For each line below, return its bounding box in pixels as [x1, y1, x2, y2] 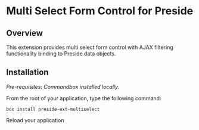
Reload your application [6, 116, 64, 123]
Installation [6, 67, 49, 78]
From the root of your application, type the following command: [6, 94, 161, 102]
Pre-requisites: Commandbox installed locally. [6, 83, 120, 90]
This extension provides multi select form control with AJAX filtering [6, 44, 174, 51]
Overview [6, 28, 43, 38]
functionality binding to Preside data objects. [6, 50, 116, 57]
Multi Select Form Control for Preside [6, 4, 194, 18]
